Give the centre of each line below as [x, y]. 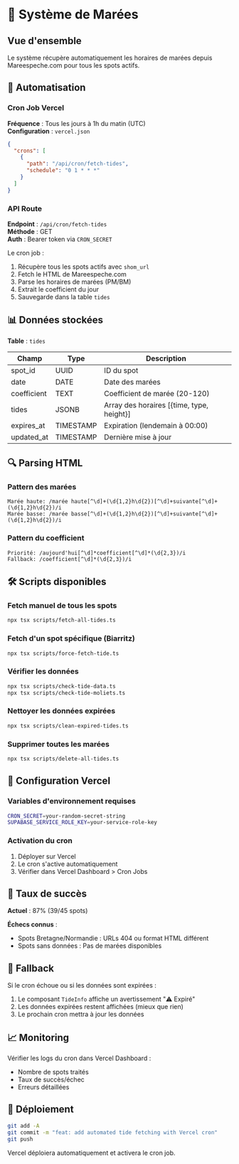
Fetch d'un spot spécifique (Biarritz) [71, 639]
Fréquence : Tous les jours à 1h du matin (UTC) [76, 123]
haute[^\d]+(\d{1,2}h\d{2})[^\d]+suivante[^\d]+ [144, 502]
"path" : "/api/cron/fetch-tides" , [78, 164]
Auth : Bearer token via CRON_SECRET [60, 239]
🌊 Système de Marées [73, 15]
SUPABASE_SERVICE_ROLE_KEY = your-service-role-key [83, 823]
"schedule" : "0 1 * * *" [63, 171]
